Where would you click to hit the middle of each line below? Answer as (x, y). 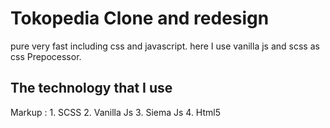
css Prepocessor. (46, 56)
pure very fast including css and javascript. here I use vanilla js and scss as (165, 46)
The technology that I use (91, 88)
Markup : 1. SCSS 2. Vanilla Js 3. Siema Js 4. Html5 (116, 112)
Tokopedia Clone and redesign (140, 18)
